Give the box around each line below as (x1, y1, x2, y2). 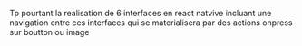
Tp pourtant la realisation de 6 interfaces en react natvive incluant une (9, 8, 272, 18)
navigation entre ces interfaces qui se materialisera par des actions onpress (9, 17, 293, 28)
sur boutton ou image (9, 27, 90, 37)
